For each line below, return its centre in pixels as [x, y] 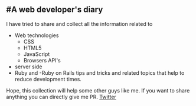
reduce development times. [48, 79]
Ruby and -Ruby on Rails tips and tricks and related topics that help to [99, 72]
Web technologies [37, 35]
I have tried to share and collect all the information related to [79, 24]
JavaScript [37, 54]
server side [28, 67]
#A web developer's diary [55, 10]
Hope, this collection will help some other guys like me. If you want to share [98, 90]
